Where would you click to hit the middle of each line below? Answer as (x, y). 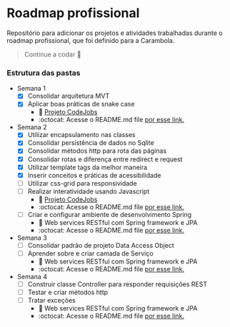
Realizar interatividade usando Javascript (89, 191)
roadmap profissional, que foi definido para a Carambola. (91, 40)
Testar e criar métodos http (68, 292)
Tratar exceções (51, 301)
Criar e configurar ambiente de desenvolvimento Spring (110, 214)
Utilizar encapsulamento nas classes (81, 135)
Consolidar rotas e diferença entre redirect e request (105, 159)
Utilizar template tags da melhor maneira (87, 167)
